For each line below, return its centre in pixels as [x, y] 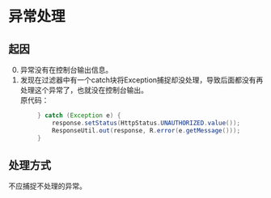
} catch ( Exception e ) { [79, 116]
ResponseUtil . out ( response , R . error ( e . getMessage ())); [146, 130]
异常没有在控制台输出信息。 [66, 70]
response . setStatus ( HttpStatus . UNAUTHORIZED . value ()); [146, 123]
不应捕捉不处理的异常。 [47, 186]
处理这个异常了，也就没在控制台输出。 [84, 90]
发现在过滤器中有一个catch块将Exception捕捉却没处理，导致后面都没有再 [142, 80]
